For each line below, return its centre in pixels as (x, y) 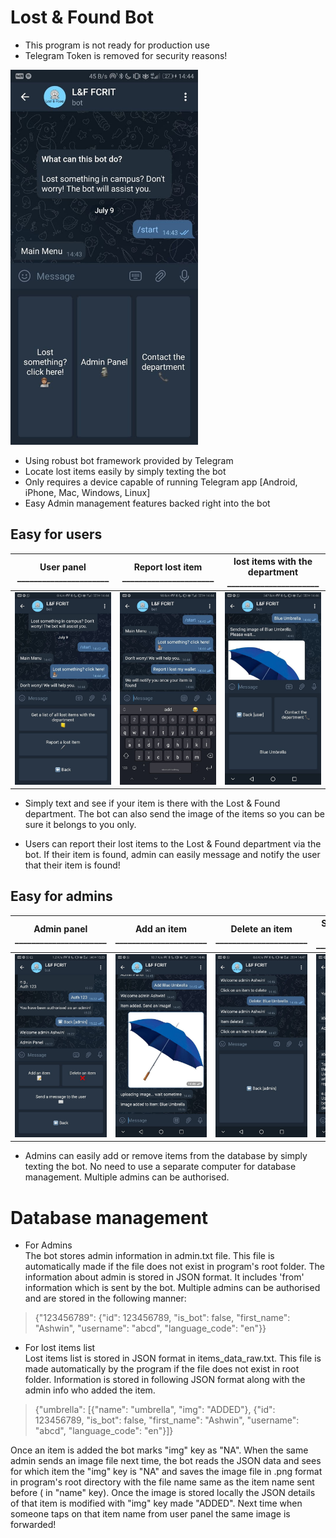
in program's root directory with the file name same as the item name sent (162, 1482)
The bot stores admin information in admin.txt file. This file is (149, 1256)
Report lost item (168, 567)
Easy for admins (61, 896)
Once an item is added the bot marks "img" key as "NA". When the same (159, 1450)
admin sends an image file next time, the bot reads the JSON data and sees (166, 1461)
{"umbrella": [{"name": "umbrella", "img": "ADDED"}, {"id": (155, 1410)
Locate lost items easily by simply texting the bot (125, 471)
